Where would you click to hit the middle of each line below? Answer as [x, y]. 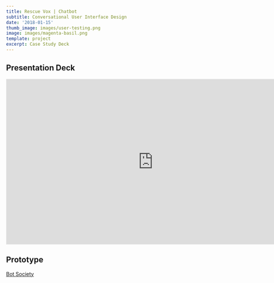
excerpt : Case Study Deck [37, 45]
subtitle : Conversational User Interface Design [66, 17]
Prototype [25, 260]
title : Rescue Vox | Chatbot [42, 11]
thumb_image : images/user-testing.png [53, 28]
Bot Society [20, 274]
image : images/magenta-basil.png [47, 33]
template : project [28, 39]
